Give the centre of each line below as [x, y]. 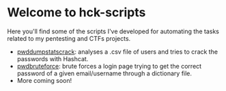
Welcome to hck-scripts [76, 13]
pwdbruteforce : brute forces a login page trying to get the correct [109, 66]
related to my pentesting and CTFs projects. [69, 38]
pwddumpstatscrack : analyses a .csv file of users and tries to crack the [117, 52]
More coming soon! [44, 80]
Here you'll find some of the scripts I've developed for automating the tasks [113, 31]
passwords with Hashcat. [53, 58]
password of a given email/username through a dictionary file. [104, 73]
